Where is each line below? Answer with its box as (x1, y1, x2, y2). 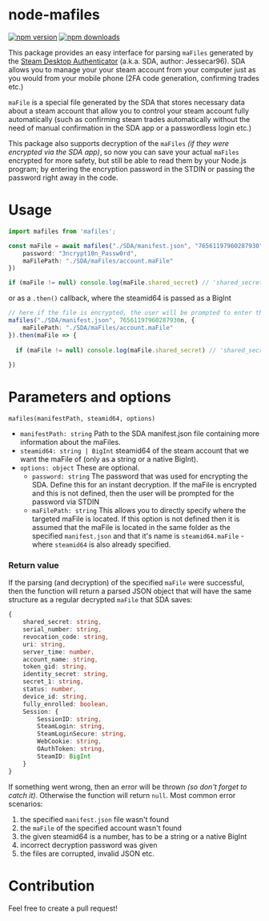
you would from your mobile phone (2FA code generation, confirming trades (8, 73, 260, 83)
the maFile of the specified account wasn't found (19, 823, 183, 833)
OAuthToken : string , (37, 745, 106, 753)
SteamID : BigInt (37, 752, 91, 760)
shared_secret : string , (22, 618, 102, 626)
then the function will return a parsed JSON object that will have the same (8, 586, 252, 596)
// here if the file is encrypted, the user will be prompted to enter (8, 309, 252, 317)
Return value (8, 560, 59, 571)
